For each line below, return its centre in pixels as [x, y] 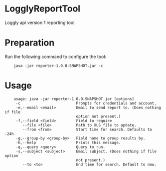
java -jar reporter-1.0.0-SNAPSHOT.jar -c [58, 65]
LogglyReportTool [43, 9]
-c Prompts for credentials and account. [86, 103]
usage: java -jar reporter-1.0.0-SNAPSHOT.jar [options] [74, 99]
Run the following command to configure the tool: [56, 56]
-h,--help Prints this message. [68, 142]
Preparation [30, 43]
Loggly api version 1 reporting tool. [40, 22]
